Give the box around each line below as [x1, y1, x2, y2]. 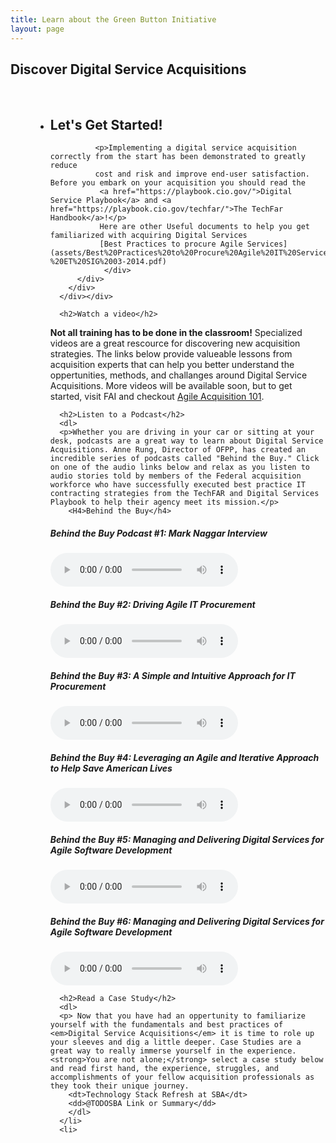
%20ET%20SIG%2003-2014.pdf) [49, 257, 167, 267]
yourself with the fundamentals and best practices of [49, 1019, 284, 1030]
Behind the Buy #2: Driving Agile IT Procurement [49, 598, 256, 610]
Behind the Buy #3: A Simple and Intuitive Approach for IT [49, 669, 296, 681]
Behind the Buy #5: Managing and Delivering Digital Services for [49, 833, 325, 845]
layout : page [10, 24, 65, 34]
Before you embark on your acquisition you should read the [49, 178, 306, 188]
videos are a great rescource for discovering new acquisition [49, 337, 301, 350]
